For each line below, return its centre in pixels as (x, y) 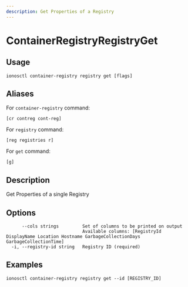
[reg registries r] (30, 141)
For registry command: (35, 129)
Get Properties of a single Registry (48, 194)
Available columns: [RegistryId (122, 232)
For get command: (28, 151)
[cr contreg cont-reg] (34, 119)
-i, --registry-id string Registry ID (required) (76, 247)
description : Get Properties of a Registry (60, 11)
